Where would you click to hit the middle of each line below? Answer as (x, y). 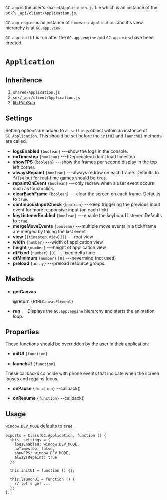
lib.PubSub (24, 102)
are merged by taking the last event (49, 231)
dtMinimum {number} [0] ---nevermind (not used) (64, 258)
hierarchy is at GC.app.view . (33, 28)
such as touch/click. (33, 188)
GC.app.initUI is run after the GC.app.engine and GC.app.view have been (79, 38)
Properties (22, 332)
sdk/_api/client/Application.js (46, 98)
